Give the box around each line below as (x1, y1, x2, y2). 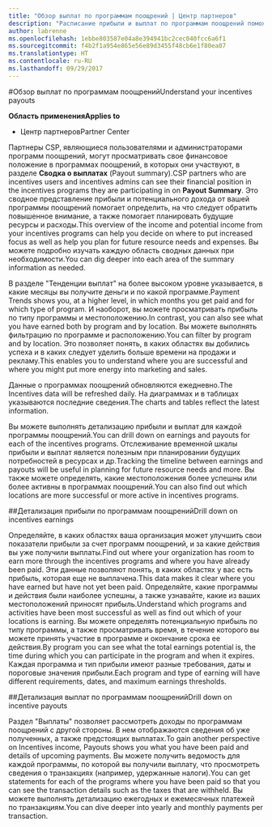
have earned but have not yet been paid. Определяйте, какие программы (8, 582, 258, 592)
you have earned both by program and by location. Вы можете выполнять (8, 321, 257, 331)
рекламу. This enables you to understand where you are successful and (8, 355, 249, 365)
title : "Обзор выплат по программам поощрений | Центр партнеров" (8, 11, 237, 20)
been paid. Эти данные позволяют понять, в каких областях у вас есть (8, 564, 253, 575)
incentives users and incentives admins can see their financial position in (8, 176, 253, 186)
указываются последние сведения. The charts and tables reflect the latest (8, 397, 260, 407)
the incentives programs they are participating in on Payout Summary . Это (8, 185, 259, 195)
